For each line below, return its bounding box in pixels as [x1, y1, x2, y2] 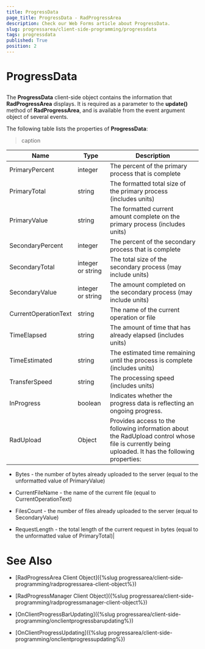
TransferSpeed [9, 378, 52, 386]
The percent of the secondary [109, 238, 196, 246]
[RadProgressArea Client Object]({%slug [15, 574, 118, 582]
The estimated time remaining [109, 348, 195, 357]
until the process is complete [109, 356, 193, 365]
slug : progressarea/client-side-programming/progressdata [6, 26, 157, 32]
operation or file [109, 313, 156, 322]
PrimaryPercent [9, 166, 54, 174]
